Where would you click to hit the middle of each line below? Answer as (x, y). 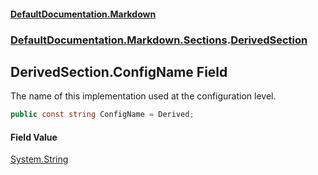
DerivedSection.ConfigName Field (119, 71)
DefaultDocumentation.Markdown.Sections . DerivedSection (159, 40)
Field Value (34, 137)
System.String (39, 159)
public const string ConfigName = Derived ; (102, 115)
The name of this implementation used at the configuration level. (143, 96)
